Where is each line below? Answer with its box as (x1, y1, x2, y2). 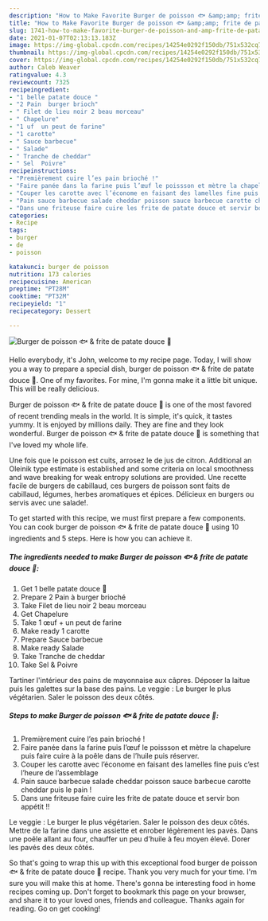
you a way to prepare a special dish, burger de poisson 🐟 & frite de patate (9, 364, 254, 373)
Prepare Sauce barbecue (20, 634, 103, 644)
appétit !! (20, 802, 50, 811)
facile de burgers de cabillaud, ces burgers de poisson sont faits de (9, 481, 231, 490)
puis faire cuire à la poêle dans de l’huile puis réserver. (20, 751, 200, 760)
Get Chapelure (20, 609, 68, 619)
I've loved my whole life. (9, 439, 88, 450)
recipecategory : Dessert (9, 307, 91, 315)
